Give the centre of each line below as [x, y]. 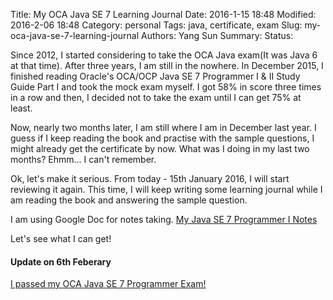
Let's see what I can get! [61, 238]
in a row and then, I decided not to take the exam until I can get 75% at [156, 97]
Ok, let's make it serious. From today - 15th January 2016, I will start [150, 178]
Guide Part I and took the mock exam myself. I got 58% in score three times [166, 87]
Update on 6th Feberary [61, 261]
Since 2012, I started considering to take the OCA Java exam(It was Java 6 [164, 55]
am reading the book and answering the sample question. [129, 200]
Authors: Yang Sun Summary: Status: [217, 35]
